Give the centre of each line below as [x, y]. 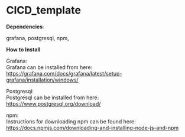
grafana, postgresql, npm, [38, 38]
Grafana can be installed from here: [49, 67]
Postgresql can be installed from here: [53, 97]
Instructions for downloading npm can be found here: [71, 121]
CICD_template [44, 10]
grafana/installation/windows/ [42, 80]
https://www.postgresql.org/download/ [53, 103]
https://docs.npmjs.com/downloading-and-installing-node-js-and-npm [92, 128]
